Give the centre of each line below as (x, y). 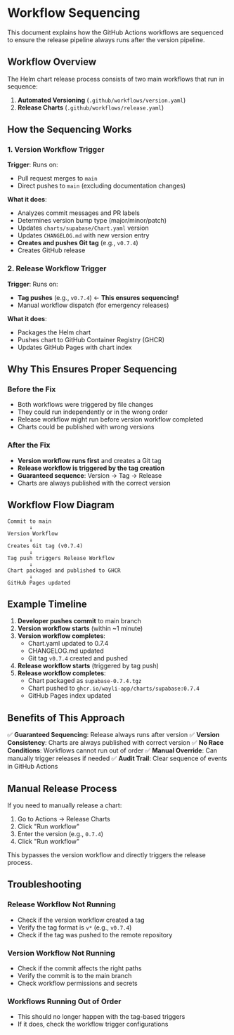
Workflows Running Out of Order (64, 1001)
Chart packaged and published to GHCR (64, 571)
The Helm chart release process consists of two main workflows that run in (116, 79)
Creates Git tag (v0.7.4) (45, 546)
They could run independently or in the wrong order (92, 412)
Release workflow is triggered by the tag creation (91, 468)
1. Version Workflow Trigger (56, 150)
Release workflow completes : (62, 673)
